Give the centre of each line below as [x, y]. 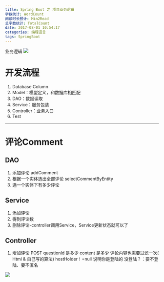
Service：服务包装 [31, 104]
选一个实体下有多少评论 [36, 185]
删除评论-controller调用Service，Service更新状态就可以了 [70, 225]
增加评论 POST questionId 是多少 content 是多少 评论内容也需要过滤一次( [85, 253]
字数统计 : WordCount [24, 14]
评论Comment [34, 142]
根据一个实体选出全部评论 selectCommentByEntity [63, 179]
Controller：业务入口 [33, 111]
